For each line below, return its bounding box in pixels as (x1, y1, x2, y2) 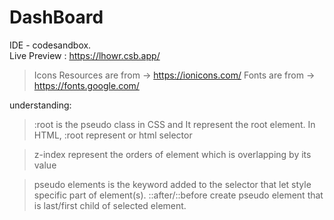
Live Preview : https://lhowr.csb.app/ (9, 49, 161, 61)
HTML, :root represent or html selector (33, 129, 193, 141)
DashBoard (9, 6, 104, 29)
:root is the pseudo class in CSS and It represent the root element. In (33, 118, 316, 130)
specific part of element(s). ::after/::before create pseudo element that (33, 189, 324, 201)
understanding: (9, 99, 72, 111)
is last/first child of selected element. (33, 199, 187, 211)
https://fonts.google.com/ (33, 79, 140, 91)
